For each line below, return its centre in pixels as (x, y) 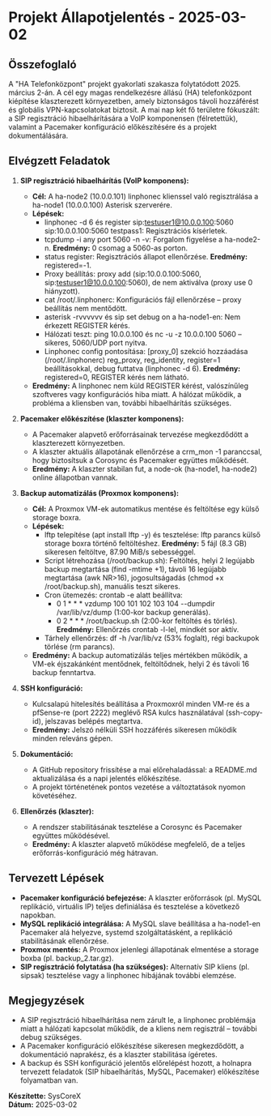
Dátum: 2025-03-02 (43, 1105)
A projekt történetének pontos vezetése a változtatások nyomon (139, 787)
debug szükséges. (51, 1037)
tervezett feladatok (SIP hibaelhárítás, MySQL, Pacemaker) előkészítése (140, 1072)
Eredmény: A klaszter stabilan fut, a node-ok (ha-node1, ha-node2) (144, 468)
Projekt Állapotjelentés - (92, 17)
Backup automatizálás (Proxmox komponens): (100, 493)
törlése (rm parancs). (80, 646)
